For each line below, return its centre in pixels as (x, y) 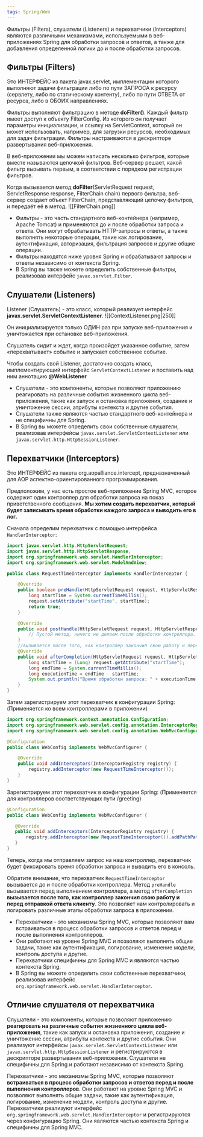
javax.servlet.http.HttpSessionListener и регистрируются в (85, 1051)
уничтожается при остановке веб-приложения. (68, 334)
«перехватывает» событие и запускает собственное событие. (87, 352)
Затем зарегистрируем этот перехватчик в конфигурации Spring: (91, 702)
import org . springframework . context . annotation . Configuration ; (88, 720)
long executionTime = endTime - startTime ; (84, 674)
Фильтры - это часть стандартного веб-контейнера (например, (97, 218)
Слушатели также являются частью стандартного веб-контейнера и (104, 414)
